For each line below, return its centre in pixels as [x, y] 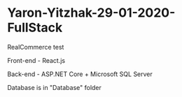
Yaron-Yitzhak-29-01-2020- [91, 13]
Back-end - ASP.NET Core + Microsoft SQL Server [80, 74]
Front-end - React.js [36, 60]
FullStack [35, 28]
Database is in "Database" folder [54, 87]
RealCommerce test [36, 47]
